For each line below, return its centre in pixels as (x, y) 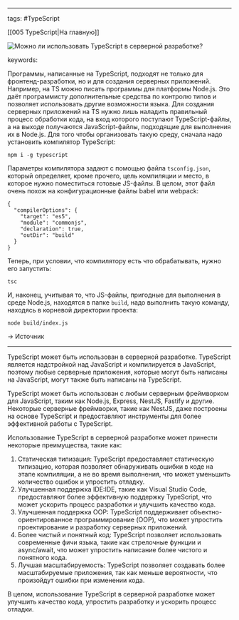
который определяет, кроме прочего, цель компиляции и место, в (108, 176)
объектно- (206, 512)
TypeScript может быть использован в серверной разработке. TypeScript (119, 357)
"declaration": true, (52, 229)
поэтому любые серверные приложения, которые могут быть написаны (117, 372)
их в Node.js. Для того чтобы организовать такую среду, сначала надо (115, 134)
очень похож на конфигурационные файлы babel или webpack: (103, 191)
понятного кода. (42, 558)
